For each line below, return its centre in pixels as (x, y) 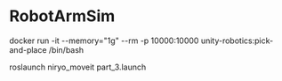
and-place (28, 49)
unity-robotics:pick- (237, 40)
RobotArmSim (62, 16)
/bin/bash (66, 49)
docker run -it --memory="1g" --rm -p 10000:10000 (104, 40)
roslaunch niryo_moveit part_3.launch (78, 67)
